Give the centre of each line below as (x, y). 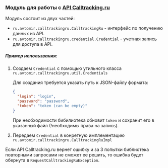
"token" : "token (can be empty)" (52, 106)
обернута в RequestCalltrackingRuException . (52, 160)
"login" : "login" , (37, 97)
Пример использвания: (31, 56)
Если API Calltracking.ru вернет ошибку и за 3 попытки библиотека (77, 149)
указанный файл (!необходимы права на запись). (66, 125)
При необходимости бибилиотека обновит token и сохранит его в (83, 120)
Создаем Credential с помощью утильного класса (67, 68)
